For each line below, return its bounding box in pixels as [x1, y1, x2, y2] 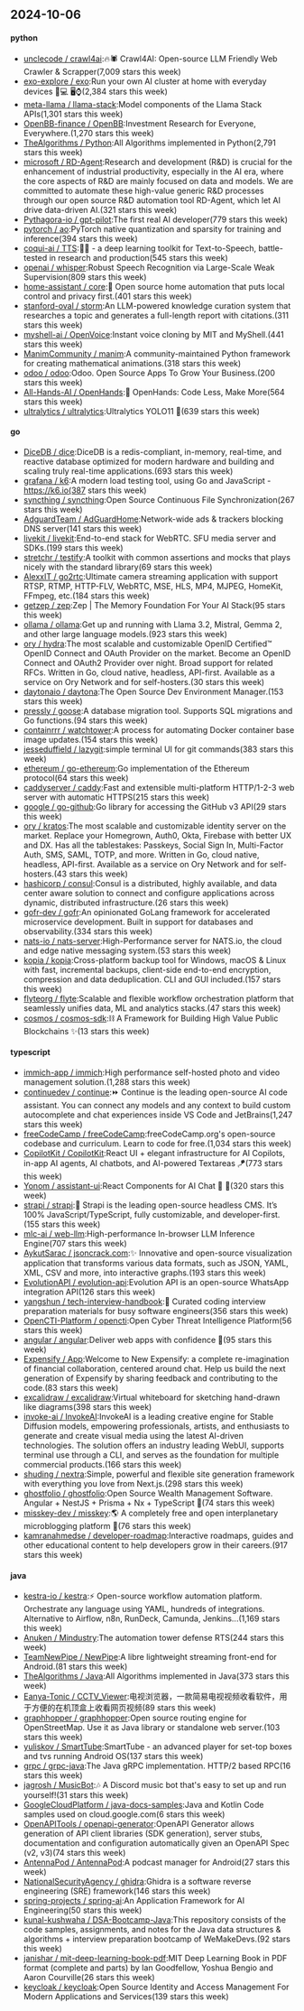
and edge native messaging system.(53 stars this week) [23, 945, 232, 956]
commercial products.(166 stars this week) [23, 1460, 182, 1469]
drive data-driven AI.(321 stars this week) [23, 204, 178, 215]
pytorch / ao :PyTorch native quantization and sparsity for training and [23, 223, 282, 234]
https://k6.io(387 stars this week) [23, 485, 147, 496]
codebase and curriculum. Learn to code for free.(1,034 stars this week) [23, 1138, 292, 1149]
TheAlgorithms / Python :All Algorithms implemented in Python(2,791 [23, 137, 276, 148]
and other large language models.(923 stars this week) [23, 628, 228, 639]
